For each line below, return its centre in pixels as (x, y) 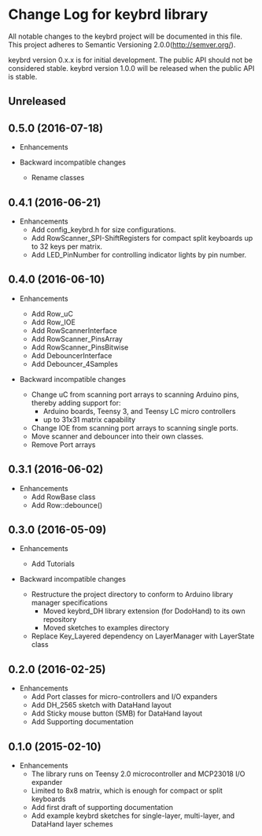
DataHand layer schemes (72, 824)
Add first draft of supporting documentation (102, 808)
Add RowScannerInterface (74, 330)
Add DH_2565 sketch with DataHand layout (101, 705)
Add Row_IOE (54, 322)
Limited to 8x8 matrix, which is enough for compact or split (127, 791)
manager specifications (69, 603)
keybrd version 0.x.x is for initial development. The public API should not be (131, 60)
